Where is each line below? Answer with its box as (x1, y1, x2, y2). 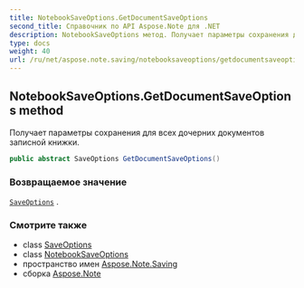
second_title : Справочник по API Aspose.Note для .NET (9, 22, 221, 31)
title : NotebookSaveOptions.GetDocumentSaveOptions (9, 13, 208, 23)
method (18, 103, 64, 119)
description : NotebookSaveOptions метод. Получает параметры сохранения (9, 30, 290, 39)
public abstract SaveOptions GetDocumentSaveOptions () (9, 154, 221, 163)
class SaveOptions (22, 239, 92, 250)
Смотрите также (9, 218, 88, 231)
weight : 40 (9, 47, 51, 56)
